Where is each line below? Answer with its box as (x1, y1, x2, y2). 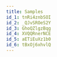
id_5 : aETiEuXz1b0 (6, 36, 51, 42)
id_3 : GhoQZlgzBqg (6, 25, 51, 31)
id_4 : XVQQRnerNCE (6, 31, 51, 37)
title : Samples (6, 8, 43, 15)
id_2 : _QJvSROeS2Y (6, 20, 51, 26)
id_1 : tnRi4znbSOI (6, 14, 51, 20)
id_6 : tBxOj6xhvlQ (6, 42, 51, 48)
